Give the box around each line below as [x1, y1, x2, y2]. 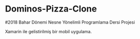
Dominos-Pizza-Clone [5, 3, 97, 14]
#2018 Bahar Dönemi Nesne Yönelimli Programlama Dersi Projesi [5, 19, 135, 25]
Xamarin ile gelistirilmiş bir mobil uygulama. [5, 28, 92, 34]
